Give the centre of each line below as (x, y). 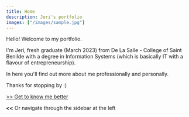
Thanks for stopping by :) (37, 85)
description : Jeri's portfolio (44, 17)
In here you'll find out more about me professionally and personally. (87, 74)
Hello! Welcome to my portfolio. (44, 39)
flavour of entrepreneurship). (41, 63)
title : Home (20, 11)
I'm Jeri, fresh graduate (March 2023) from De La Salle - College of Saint (94, 50)
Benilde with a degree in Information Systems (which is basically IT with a (94, 57)
